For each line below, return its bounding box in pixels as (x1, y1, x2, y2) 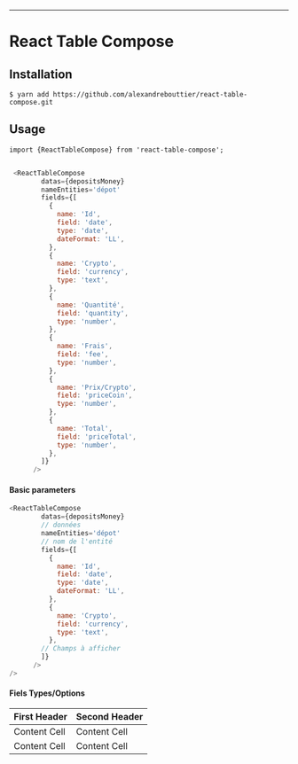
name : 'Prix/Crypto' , (56, 383, 137, 392)
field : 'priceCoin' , (56, 391, 133, 400)
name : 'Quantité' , (56, 300, 125, 309)
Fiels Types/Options (9, 688, 86, 698)
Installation (9, 66, 73, 82)
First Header (13, 710, 68, 722)
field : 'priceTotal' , (56, 432, 137, 441)
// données (41, 520, 82, 530)
